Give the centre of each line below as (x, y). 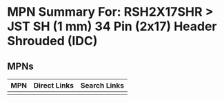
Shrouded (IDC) (52, 41)
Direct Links (54, 85)
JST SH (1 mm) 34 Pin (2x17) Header (112, 26)
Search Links (102, 85)
